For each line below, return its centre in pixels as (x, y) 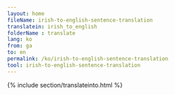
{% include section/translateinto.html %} (65, 85)
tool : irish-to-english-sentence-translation (74, 65)
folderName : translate (42, 33)
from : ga (20, 46)
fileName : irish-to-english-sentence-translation (80, 20)
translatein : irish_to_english (52, 26)
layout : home (26, 14)
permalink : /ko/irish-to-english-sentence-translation (88, 59)
